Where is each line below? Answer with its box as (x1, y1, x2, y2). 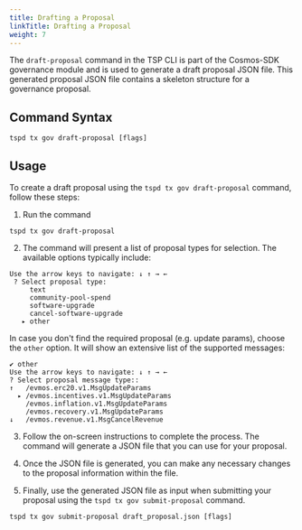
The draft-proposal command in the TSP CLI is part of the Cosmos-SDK (9, 55, 280, 66)
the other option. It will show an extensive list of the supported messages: (9, 342, 285, 353)
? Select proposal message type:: (9, 376, 140, 385)
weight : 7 (9, 30, 47, 39)
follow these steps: (9, 191, 80, 202)
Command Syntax (9, 109, 113, 125)
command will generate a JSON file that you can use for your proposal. (22, 441, 288, 451)
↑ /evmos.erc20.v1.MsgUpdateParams (9, 384, 152, 393)
